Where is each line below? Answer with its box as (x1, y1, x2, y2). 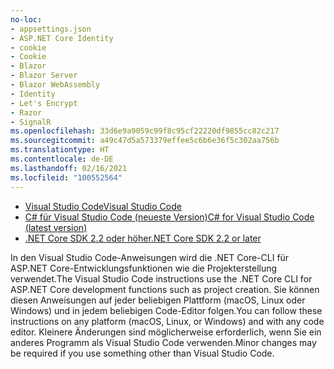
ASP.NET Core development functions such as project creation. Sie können (10, 283, 320, 295)
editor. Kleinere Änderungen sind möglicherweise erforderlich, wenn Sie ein (10, 326, 322, 338)
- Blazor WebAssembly (10, 80, 101, 90)
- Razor (10, 107, 43, 118)
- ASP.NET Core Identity (10, 33, 114, 43)
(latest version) (24, 221, 88, 233)
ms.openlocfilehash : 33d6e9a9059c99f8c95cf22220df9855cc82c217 (10, 126, 280, 136)
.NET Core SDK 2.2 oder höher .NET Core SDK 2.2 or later (24, 232, 262, 244)
